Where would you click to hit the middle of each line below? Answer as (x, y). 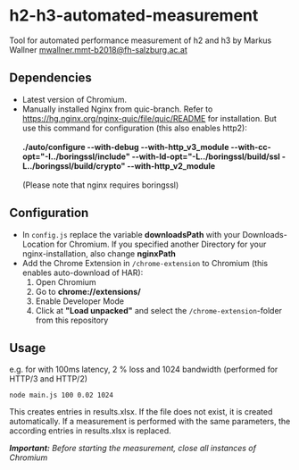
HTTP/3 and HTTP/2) (48, 379)
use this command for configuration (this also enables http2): (134, 128)
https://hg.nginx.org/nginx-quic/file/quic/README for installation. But (149, 118)
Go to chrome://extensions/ (88, 291)
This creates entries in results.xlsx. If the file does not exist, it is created (141, 412)
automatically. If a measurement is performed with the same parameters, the (150, 422)
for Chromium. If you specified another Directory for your (162, 244)
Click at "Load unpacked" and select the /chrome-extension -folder (159, 310)
